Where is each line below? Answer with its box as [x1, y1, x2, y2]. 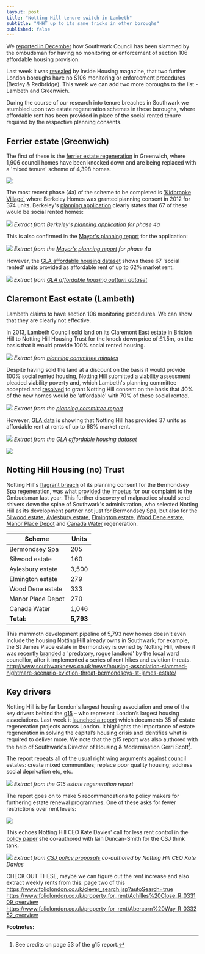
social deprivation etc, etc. [6, 768, 73, 775]
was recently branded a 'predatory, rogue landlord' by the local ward [6, 649, 179, 657]
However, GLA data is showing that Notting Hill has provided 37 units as [6, 416, 187, 424]
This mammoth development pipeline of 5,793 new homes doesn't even [6, 630, 187, 637]
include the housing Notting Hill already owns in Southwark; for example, [6, 637, 190, 644]
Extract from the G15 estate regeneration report [13, 780, 134, 788]
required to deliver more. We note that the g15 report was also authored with [6, 735, 198, 743]
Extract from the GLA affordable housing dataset [13, 435, 137, 443]
